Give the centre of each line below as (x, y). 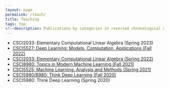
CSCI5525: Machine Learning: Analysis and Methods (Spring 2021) (82, 70)
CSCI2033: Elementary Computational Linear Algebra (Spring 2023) (83, 43)
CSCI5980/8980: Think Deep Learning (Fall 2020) (64, 75)
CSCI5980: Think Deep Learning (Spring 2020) (61, 80)
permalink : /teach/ (26, 15)
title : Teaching (22, 19)
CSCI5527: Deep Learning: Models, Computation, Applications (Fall (82, 48)
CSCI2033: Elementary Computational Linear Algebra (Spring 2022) (83, 59)
